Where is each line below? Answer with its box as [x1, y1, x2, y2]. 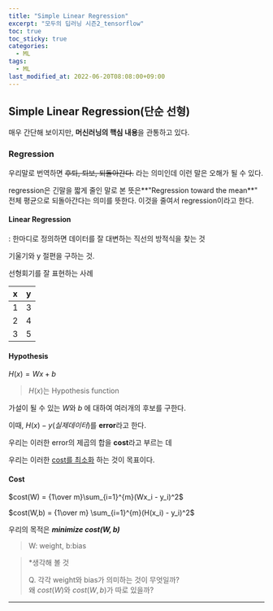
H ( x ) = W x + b [8, 369, 57, 379]
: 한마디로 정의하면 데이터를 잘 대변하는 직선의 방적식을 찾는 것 [8, 233, 206, 243]
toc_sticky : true [8, 34, 67, 43]
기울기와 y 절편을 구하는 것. [8, 251, 95, 260]
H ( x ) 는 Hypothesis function [28, 386, 119, 395]
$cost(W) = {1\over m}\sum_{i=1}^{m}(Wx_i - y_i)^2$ [8, 492, 184, 502]
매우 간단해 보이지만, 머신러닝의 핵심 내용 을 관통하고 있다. [8, 128, 190, 137]
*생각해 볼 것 [28, 558, 70, 568]
